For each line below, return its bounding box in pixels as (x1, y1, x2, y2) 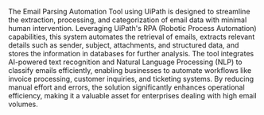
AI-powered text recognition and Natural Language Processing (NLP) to (8, 57, 243, 67)
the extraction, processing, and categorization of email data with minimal (8, 15, 247, 25)
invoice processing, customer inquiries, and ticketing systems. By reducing (8, 75, 254, 83)
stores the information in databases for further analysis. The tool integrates (8, 49, 254, 58)
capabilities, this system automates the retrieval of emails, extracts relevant (8, 32, 255, 41)
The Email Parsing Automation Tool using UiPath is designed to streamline (8, 7, 250, 16)
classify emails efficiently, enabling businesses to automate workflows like (8, 66, 252, 75)
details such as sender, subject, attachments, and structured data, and (8, 40, 239, 50)
